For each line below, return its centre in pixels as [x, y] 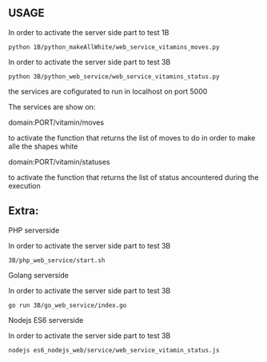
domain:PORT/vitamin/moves [56, 122]
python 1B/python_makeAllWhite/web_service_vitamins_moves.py [114, 47]
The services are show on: [52, 106]
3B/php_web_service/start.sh [57, 260]
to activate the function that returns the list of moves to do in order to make [132, 137]
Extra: [24, 211]
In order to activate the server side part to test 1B [89, 32]
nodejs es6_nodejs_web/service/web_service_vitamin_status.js [114, 350]
